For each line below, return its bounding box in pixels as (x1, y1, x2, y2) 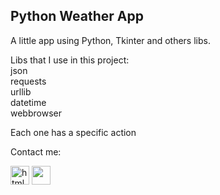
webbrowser (10, 107, 62, 119)
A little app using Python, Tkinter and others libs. (10, 34, 211, 46)
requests (10, 75, 47, 87)
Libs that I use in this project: (10, 54, 130, 66)
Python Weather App (10, 8, 145, 25)
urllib (10, 85, 32, 98)
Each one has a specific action (10, 126, 137, 138)
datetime (10, 96, 47, 108)
